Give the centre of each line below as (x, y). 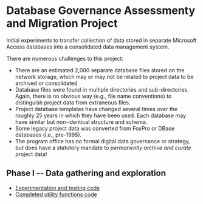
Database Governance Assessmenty (101, 11)
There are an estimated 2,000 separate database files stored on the (100, 70)
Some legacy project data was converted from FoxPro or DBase (95, 128)
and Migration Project (62, 23)
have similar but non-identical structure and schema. (81, 121)
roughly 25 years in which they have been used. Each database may (101, 115)
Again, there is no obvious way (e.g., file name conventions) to (93, 96)
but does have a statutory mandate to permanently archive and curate (103, 148)
